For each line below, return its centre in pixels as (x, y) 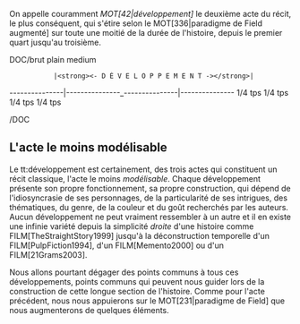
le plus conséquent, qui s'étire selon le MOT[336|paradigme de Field (136, 23)
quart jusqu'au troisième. (55, 42)
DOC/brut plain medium (53, 60)
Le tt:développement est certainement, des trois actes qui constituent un (143, 169)
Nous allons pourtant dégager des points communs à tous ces (124, 272)
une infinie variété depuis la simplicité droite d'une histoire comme (132, 226)
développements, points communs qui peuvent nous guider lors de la (137, 281)
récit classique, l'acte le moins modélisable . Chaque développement (135, 178)
